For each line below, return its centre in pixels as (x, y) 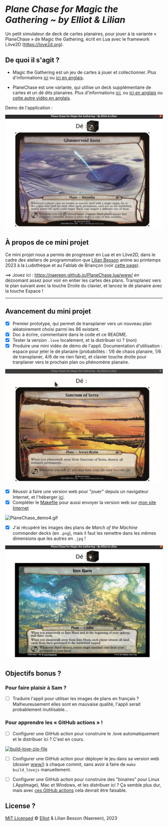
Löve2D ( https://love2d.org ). (34, 44)
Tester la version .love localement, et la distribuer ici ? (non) (74, 340)
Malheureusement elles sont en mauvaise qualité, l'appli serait (76, 704)
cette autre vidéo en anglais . (42, 98)
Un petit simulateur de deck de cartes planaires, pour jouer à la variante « (81, 34)
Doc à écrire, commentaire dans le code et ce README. (70, 334)
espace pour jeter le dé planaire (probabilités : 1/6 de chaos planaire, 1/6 (87, 351)
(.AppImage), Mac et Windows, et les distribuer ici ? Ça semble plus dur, (87, 785)
